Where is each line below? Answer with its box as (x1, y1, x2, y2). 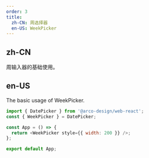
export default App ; (6, 146, 57, 152)
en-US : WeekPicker (11, 25, 57, 31)
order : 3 (6, 8, 28, 15)
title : (6, 14, 22, 20)
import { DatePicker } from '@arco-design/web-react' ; (6, 108, 144, 114)
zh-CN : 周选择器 (11, 20, 48, 25)
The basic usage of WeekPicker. (6, 96, 85, 104)
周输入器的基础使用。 (6, 63, 58, 71)
